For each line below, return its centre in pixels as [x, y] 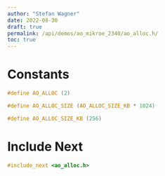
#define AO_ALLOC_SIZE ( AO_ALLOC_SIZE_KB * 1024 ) [81, 106]
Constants [38, 75]
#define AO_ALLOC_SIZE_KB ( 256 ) [54, 119]
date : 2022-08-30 [33, 20]
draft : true [25, 27]
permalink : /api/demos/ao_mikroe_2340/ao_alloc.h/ [83, 33]
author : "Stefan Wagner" [44, 14]
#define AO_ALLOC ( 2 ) [39, 93]
